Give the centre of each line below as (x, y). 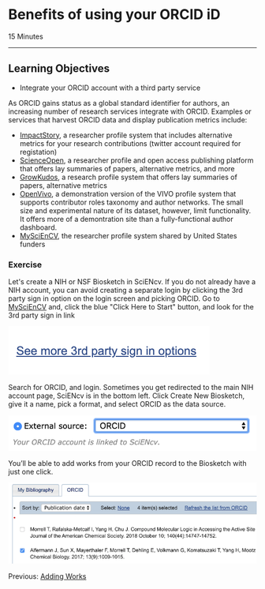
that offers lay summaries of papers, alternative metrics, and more (127, 168)
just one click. (31, 472)
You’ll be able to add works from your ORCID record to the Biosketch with (127, 463)
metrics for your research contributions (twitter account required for (130, 143)
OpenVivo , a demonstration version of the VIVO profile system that (128, 193)
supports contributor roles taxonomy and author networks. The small (131, 202)
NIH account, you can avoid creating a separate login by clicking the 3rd (125, 291)
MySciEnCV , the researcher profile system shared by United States (128, 235)
